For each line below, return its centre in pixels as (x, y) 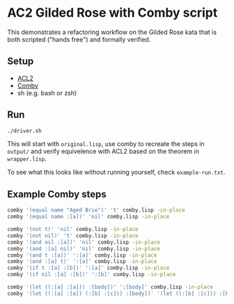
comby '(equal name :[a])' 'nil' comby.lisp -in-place (88, 217)
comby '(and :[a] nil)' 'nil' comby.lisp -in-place (84, 248)
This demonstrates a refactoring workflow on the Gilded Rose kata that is (112, 32)
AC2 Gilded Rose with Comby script (112, 13)
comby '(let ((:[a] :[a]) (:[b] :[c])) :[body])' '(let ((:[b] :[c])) (112, 294)
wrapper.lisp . (27, 159)
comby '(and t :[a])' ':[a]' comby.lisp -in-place (82, 255)
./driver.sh (24, 131)
